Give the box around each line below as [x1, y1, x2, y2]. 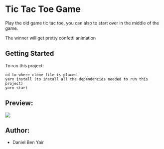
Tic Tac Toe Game [5, 3, 81, 15]
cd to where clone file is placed [5, 72, 77, 77]
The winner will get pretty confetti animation [5, 35, 96, 41]
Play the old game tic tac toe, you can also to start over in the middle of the [5, 20, 160, 26]
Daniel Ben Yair [12, 140, 44, 146]
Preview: [5, 99, 33, 108]
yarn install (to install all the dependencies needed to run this [5, 76, 149, 82]
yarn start [5, 85, 28, 90]
